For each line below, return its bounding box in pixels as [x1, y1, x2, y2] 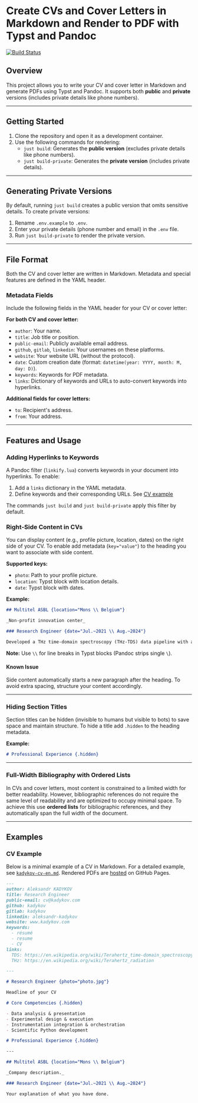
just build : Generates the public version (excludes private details [23, 144, 186, 152]
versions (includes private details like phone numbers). [6, 94, 140, 101]
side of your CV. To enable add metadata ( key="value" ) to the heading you [6, 542, 187, 549]
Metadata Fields [6, 291, 54, 299]
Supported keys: [6, 560, 48, 567]
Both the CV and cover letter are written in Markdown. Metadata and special [6, 270, 191, 278]
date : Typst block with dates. [14, 584, 85, 591]
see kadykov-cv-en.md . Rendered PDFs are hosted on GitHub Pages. [6, 870, 171, 877]
